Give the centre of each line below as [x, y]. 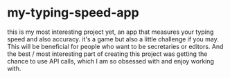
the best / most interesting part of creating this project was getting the [107, 54]
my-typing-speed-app [73, 13]
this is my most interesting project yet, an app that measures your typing [110, 32]
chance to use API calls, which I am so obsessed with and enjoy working [111, 61]
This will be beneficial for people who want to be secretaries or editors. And [115, 46]
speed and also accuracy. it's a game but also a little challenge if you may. [113, 39]
